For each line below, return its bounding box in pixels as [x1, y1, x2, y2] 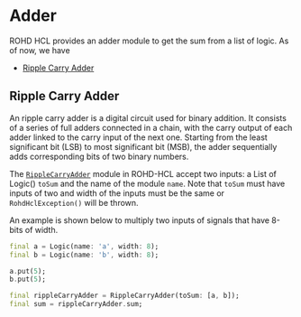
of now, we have [9, 44, 70, 55]
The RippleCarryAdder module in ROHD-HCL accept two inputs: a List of [9, 168, 277, 179]
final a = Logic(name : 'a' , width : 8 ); [9, 241, 160, 251]
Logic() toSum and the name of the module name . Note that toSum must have [9, 178, 286, 189]
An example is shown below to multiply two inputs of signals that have [9, 214, 270, 226]
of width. [24, 224, 59, 235]
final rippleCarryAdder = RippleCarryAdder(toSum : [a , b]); [9, 291, 241, 301]
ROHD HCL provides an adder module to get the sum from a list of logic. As [9, 35, 289, 46]
